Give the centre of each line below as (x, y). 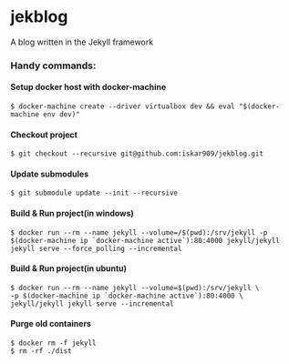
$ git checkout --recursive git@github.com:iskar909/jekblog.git (137, 154)
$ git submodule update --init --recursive (94, 193)
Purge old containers (51, 324)
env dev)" (62, 115)
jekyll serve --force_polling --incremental (96, 248)
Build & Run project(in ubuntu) (68, 268)
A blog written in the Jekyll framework (82, 42)
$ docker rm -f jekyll (53, 343)
